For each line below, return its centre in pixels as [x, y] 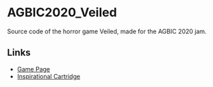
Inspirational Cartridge [49, 76]
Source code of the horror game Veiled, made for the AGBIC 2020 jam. [107, 31]
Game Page [34, 69]
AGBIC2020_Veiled [62, 13]
